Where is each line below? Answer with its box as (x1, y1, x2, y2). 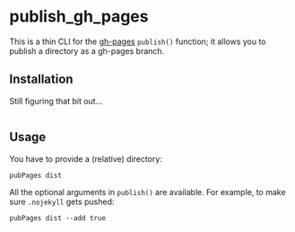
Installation (9, 72, 74, 87)
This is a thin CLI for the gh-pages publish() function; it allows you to (9, 36, 266, 47)
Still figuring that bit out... (9, 95, 103, 106)
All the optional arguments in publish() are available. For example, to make (9, 186, 286, 197)
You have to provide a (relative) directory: (9, 153, 163, 164)
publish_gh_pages (9, 6, 149, 27)
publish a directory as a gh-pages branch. (9, 45, 165, 56)
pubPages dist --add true (9, 213, 106, 222)
